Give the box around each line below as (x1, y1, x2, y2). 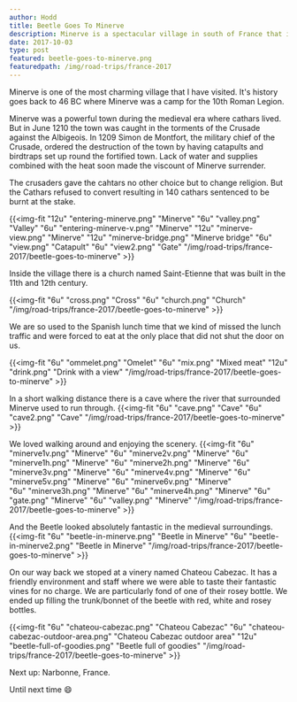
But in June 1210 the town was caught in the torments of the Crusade (9, 122, 261, 133)
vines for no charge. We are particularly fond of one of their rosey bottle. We (9, 585, 288, 596)
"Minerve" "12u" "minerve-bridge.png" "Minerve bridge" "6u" (47, 232, 272, 243)
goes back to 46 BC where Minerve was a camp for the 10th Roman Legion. (9, 96, 285, 106)
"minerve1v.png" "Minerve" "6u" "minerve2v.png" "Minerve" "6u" (9, 448, 249, 459)
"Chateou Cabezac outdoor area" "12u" (113, 630, 258, 642)
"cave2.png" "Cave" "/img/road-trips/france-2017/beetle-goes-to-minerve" (9, 412, 286, 422)
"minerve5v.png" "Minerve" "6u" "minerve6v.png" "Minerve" (9, 475, 232, 487)
